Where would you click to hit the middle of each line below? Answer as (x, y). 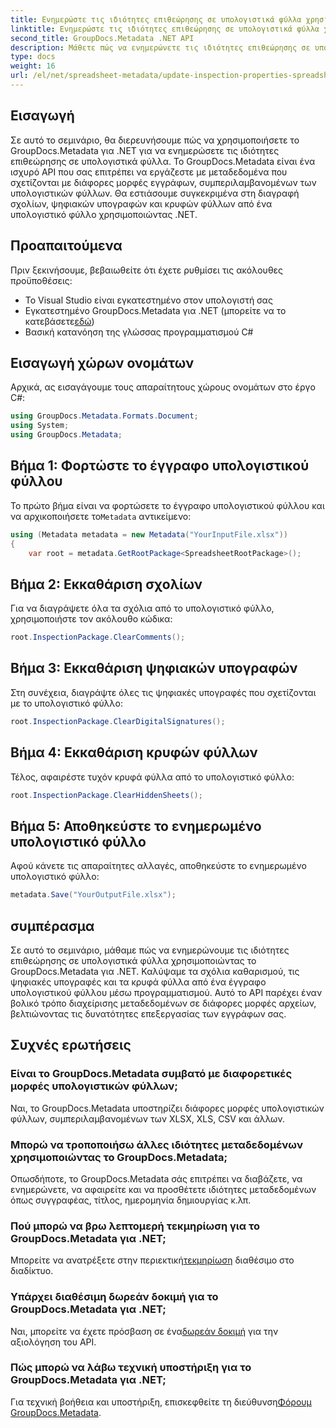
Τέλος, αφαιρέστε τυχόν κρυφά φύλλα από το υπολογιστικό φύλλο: (152, 777)
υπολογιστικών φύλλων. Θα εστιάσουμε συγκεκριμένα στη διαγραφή (155, 193)
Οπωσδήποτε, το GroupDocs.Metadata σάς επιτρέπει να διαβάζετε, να (156, 1178)
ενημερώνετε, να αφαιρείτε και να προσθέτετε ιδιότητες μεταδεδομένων (163, 1189)
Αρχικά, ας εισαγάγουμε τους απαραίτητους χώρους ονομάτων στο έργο (163, 387)
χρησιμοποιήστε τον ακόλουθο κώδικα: (91, 619)
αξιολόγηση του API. (53, 1342)
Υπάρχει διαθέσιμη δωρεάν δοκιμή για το (114, 1297)
